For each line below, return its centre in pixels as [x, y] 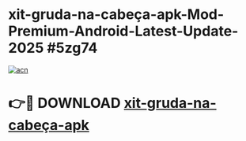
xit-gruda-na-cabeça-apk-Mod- [116, 15]
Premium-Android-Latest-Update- [123, 31]
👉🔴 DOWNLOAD [64, 103]
